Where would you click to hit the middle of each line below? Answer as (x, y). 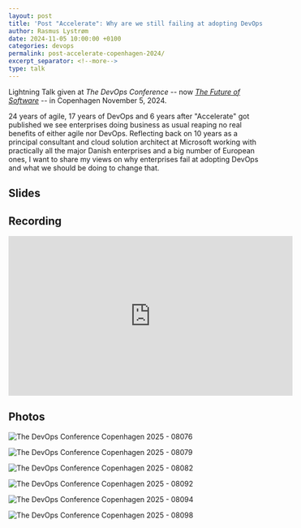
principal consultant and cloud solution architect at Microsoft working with (133, 142)
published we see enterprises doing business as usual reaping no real (125, 124)
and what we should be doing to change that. (84, 168)
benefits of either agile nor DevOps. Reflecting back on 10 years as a (123, 133)
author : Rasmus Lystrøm (49, 31)
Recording (35, 221)
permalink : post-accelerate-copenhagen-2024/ (86, 54)
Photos (27, 417)
